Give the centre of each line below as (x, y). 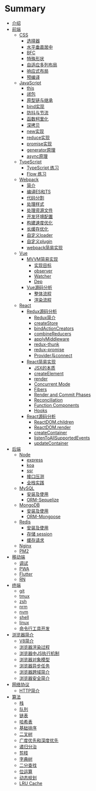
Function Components (57, 405)
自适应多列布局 (42, 65)
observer (43, 271)
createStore (46, 323)
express (35, 460)
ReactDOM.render (52, 427)
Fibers (41, 389)
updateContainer (51, 443)
